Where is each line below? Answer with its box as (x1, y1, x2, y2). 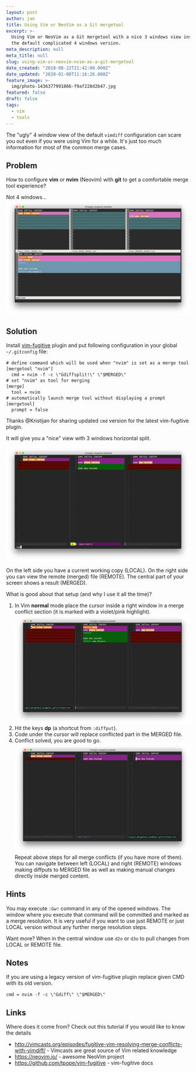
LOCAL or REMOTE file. (6, 941, 62, 948)
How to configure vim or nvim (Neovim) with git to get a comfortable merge (6, 176, 188, 183)
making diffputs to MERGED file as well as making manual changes (14, 866, 175, 873)
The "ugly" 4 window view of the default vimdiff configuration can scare (6, 131, 182, 138)
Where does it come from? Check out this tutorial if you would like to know (6, 1023, 185, 1030)
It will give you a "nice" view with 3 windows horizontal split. (6, 435, 151, 442)
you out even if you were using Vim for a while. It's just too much (6, 138, 162, 145)
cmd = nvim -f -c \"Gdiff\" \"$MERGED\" (6, 992, 106, 998)
